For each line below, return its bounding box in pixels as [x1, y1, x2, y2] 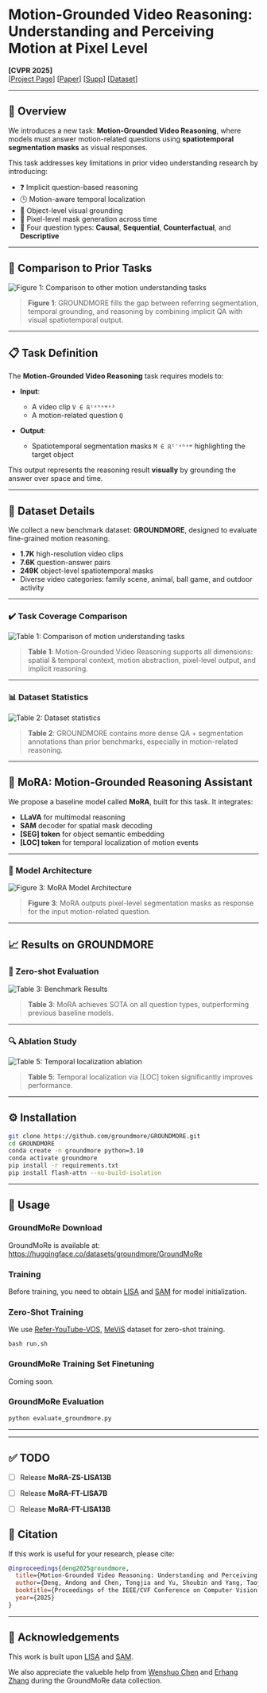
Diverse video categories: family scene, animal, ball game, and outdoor [19, 575, 253, 584]
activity [19, 583, 44, 593]
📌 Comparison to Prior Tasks [8, 262, 153, 275]
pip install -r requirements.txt [8, 1162, 119, 1170]
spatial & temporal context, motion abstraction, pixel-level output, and [27, 656, 256, 665]
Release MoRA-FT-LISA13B [19, 1504, 111, 1513]
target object [31, 450, 74, 459]
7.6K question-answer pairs [19, 558, 111, 568]
